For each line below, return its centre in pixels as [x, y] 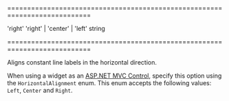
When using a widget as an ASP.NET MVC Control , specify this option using [115, 76]
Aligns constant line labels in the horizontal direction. [82, 62]
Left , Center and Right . [40, 90]
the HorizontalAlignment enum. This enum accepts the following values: [109, 83]
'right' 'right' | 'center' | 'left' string [56, 29]
